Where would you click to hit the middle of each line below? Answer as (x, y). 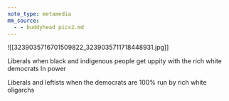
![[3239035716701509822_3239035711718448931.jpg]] (88, 48)
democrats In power (37, 69)
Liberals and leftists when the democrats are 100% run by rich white (107, 83)
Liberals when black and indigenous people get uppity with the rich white (115, 61)
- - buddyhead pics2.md (49, 27)
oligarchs (21, 90)
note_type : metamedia (39, 14)
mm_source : (23, 21)
